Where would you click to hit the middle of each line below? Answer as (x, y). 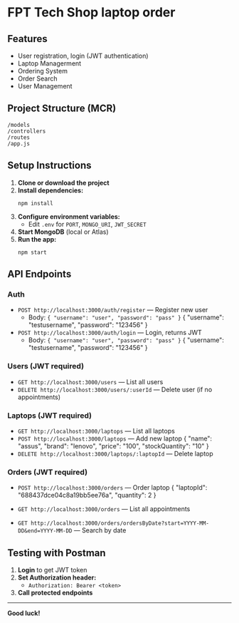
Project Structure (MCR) (62, 109)
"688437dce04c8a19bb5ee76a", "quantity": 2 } (87, 495)
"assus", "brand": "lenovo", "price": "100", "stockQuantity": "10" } (113, 446)
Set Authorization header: (57, 577)
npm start (32, 252)
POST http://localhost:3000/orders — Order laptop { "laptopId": (112, 488)
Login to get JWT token (52, 570)
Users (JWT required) (46, 366)
